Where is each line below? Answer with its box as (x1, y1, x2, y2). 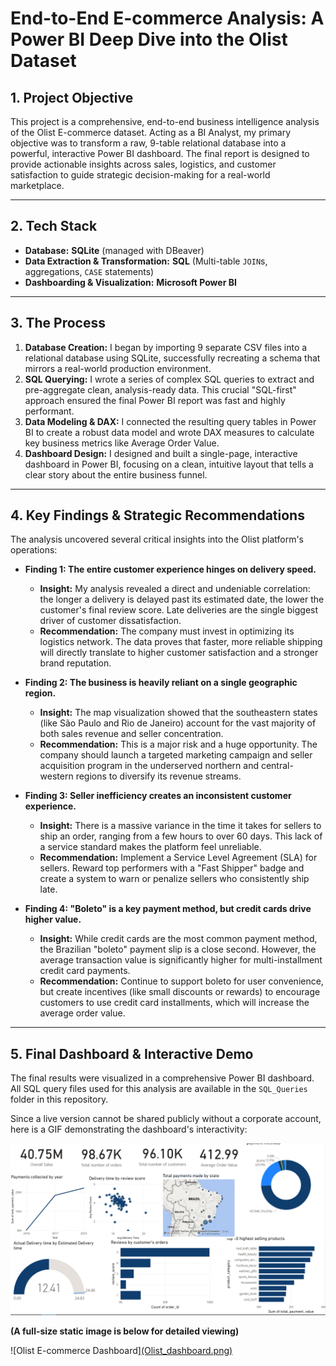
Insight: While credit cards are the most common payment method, (39, 933, 318, 945)
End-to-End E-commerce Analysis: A (10, 7, 325, 30)
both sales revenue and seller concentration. (39, 728, 224, 740)
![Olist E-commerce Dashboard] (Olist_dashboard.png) (10, 1344, 233, 1356)
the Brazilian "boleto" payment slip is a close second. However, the (39, 943, 317, 956)
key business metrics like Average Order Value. (24, 437, 220, 449)
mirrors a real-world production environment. (24, 362, 212, 374)
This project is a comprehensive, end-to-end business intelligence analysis (10, 116, 320, 127)
